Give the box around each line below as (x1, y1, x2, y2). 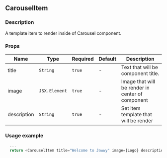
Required (72, 55, 94, 62)
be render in (121, 84, 150, 91)
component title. (121, 70, 160, 77)
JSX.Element (39, 88, 67, 93)
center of (121, 90, 143, 97)
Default (98, 55, 117, 62)
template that (121, 111, 153, 118)
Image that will (121, 78, 156, 85)
